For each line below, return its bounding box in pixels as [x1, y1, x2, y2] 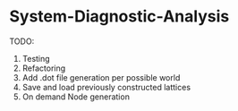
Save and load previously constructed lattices [21, 81, 191, 92]
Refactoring [21, 63, 66, 73]
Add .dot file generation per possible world [21, 72, 181, 82]
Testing [21, 53, 51, 64]
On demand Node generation [21, 91, 130, 102]
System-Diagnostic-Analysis [9, 6, 230, 27]
